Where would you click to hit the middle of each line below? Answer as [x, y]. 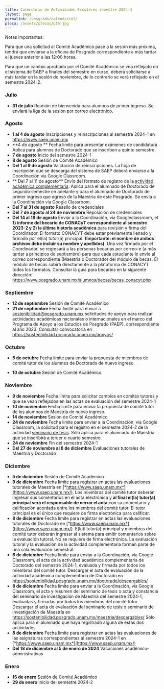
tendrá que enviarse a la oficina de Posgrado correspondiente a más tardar [81, 52]
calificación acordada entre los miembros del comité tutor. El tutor [79, 508]
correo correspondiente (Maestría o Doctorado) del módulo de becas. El [85, 259]
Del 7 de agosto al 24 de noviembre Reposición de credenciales [77, 212]
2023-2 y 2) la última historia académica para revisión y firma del [79, 228]
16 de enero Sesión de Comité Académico [55, 677]
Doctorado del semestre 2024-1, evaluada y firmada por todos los [79, 565]
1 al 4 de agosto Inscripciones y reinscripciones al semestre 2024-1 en [83, 134]
